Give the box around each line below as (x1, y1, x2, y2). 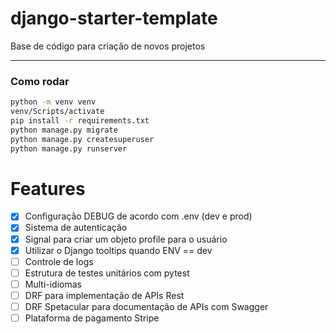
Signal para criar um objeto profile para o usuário (24, 233, 228, 245)
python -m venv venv (10, 97, 97, 107)
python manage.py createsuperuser (10, 134, 155, 144)
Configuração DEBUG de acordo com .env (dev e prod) (24, 210, 253, 222)
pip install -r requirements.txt (10, 115, 150, 126)
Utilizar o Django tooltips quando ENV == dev (24, 244, 213, 256)
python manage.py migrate (10, 125, 118, 135)
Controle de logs (24, 255, 94, 267)
